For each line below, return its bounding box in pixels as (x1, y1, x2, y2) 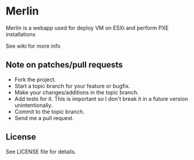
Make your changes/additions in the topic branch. (14, 89, 139, 96)
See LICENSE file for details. (5, 148, 76, 155)
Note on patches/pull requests (5, 60, 123, 70)
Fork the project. (14, 75, 56, 83)
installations (5, 30, 36, 37)
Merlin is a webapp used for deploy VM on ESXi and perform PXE (5, 24, 169, 31)
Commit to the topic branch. (14, 107, 85, 115)
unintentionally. (14, 101, 53, 109)
